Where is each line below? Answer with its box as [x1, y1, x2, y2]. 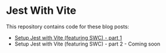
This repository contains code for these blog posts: [6, 23, 130, 30]
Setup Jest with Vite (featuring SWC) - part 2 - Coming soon [14, 40, 161, 47]
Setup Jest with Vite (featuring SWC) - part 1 [14, 34, 122, 41]
